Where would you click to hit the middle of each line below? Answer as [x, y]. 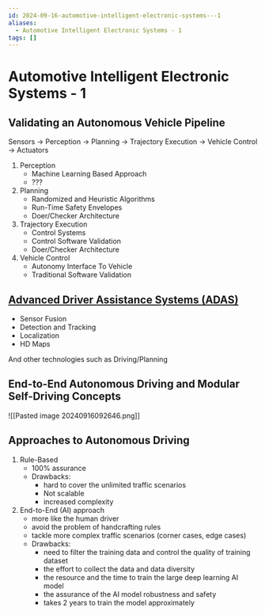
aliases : [23, 23]
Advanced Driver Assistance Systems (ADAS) [123, 300]
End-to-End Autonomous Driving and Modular [124, 384]
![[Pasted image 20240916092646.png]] [74, 416]
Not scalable [64, 493]
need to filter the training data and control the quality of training [147, 552]
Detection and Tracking [58, 327]
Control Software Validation [76, 241]
